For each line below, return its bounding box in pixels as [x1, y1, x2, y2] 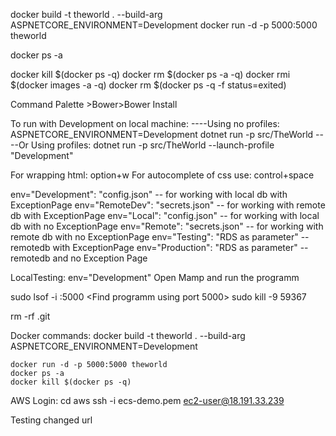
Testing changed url [10, 414, 93, 426]
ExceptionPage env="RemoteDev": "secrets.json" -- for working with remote [10, 199, 326, 211]
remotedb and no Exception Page [10, 252, 148, 264]
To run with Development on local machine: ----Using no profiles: [10, 118, 280, 129]
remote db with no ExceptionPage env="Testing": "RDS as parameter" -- [10, 231, 310, 243]
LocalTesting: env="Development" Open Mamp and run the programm [10, 272, 300, 283]
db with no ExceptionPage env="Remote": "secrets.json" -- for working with [10, 220, 324, 232]
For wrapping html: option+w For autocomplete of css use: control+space [10, 169, 315, 181]
